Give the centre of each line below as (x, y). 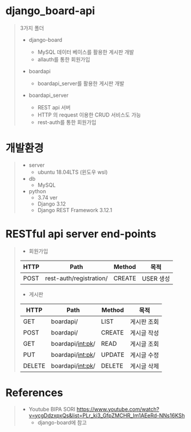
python (37, 191)
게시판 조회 (144, 321)
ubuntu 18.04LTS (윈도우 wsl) (73, 172)
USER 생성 (156, 278)
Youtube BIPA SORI (52, 409)
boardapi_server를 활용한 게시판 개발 (81, 83)
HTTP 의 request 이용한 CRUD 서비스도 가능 (89, 115)
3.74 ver (47, 197)
